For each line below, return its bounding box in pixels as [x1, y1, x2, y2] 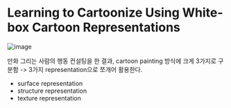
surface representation [17, 79, 83, 87]
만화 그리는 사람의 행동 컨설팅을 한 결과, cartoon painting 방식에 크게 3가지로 [7, 57, 217, 65]
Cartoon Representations [32, 19, 180, 35]
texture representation [17, 93, 81, 102]
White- [182, 5, 223, 21]
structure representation [17, 87, 87, 95]
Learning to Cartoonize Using [7, 5, 180, 21]
